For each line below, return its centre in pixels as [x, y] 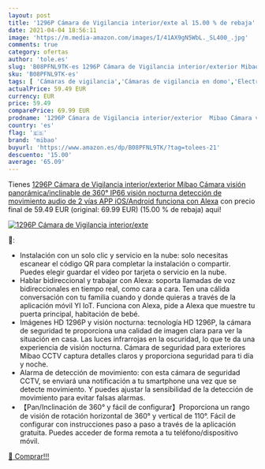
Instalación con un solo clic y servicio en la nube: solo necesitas [124, 255]
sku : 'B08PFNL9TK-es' [44, 74]
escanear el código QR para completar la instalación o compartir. [125, 264]
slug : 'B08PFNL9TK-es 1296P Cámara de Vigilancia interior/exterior [123, 67]
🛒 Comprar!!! [29, 456]
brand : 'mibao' [33, 140]
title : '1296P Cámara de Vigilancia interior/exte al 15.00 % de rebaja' [132, 23]
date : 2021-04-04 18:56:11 [52, 30]
